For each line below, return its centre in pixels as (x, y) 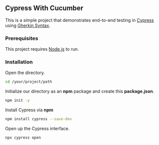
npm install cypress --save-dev (39, 119)
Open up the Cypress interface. (37, 129)
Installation (19, 62)
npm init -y (17, 101)
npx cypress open (23, 138)
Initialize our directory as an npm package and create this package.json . (80, 91)
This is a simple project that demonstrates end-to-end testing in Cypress (79, 20)
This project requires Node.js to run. (42, 49)
